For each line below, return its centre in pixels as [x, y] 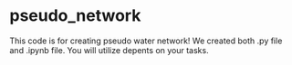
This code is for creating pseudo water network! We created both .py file [146, 41]
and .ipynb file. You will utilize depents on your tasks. [109, 50]
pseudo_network [75, 16]
